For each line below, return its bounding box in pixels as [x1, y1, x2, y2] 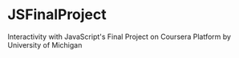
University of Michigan [7, 40, 83, 49]
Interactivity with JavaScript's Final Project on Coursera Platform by [7, 32, 232, 41]
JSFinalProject [7, 6, 107, 24]
